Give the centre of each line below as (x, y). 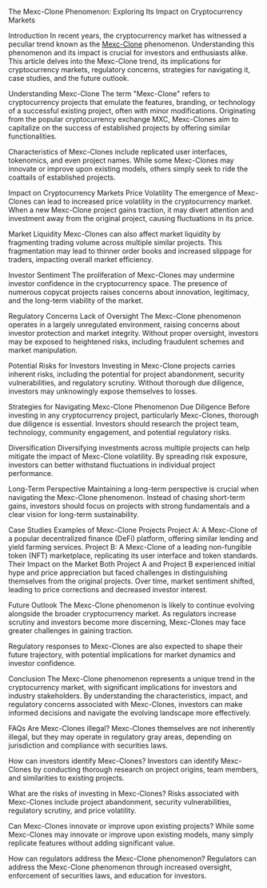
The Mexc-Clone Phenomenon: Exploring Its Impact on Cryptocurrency (126, 12)
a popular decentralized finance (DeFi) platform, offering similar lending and (133, 539)
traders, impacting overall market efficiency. (81, 259)
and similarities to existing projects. (66, 778)
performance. (31, 473)
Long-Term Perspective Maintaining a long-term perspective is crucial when (133, 489)
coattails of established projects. (62, 177)
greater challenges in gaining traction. (71, 631)
